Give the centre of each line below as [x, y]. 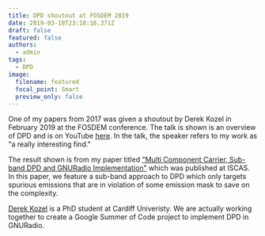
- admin [28, 52]
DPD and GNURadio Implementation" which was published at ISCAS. [138, 168]
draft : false [30, 30]
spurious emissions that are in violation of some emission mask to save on [129, 185]
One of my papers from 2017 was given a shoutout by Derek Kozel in [120, 119]
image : [19, 74]
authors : [23, 45]
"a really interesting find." [49, 144]
